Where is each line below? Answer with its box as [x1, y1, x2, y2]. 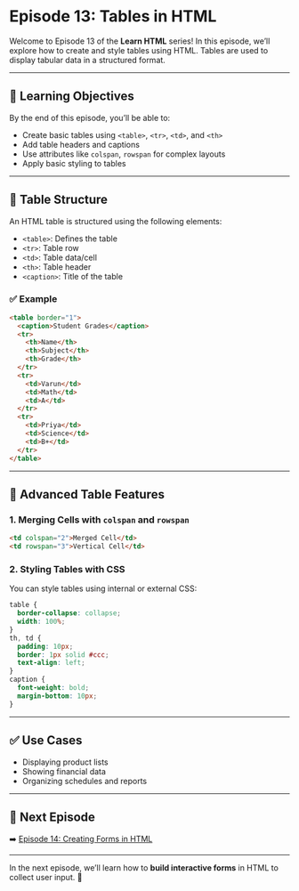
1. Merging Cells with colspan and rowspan [9, 514, 190, 526]
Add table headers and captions [21, 139, 141, 150]
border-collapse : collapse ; [17, 609, 122, 618]
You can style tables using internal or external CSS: [9, 583, 198, 594]
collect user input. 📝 [9, 872, 83, 883]
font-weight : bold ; [17, 684, 90, 693]
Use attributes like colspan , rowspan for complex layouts [21, 149, 226, 159]
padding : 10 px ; [17, 642, 74, 651]
